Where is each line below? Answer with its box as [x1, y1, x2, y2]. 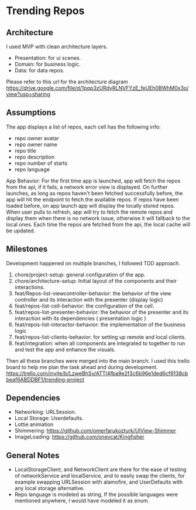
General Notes [6, 450, 60, 460]
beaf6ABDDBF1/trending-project [6, 376, 85, 383]
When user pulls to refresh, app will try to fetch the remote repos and [6, 208, 173, 215]
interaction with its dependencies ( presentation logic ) [14, 315, 146, 322]
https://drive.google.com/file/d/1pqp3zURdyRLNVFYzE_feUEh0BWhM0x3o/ [6, 85, 189, 92]
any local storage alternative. [14, 485, 85, 492]
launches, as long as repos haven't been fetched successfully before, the [6, 190, 183, 197]
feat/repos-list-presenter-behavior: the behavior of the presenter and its [14, 308, 189, 315]
